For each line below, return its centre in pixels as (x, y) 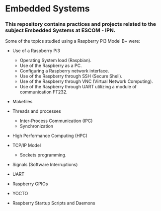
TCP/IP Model (27, 145)
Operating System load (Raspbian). (56, 61)
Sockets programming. (43, 155)
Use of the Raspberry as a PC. (51, 66)
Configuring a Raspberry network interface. (64, 71)
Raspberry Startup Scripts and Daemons (54, 203)
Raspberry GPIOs (30, 184)
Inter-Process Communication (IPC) (56, 121)
